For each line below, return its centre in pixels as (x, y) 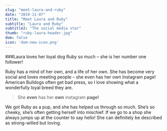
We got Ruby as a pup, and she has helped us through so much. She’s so (80, 107)
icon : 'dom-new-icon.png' (32, 42)
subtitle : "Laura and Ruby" (34, 24)
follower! (14, 62)
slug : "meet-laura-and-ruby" (35, 10)
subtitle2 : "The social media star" (43, 28)
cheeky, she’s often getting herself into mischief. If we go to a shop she (78, 112)
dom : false (16, 38)
